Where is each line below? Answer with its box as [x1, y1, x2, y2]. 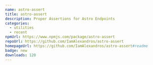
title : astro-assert [5, 12, 48, 17]
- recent [9, 30, 27, 35]
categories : [5, 21, 29, 26]
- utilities [9, 25, 34, 30]
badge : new [5, 48, 27, 53]
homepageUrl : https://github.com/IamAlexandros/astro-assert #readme [5, 43, 148, 48]
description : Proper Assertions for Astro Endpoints [5, 16, 115, 21]
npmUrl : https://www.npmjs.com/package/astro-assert [5, 35, 115, 40]
